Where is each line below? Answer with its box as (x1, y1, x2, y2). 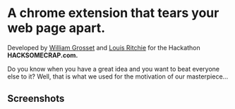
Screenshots (7, 93, 65, 105)
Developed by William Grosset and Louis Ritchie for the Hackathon (7, 43, 200, 52)
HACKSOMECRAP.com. (7, 51, 78, 59)
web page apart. (7, 20, 106, 36)
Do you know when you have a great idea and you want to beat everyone (7, 64, 220, 73)
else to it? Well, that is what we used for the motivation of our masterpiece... (7, 72, 229, 81)
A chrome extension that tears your (7, 5, 219, 21)
